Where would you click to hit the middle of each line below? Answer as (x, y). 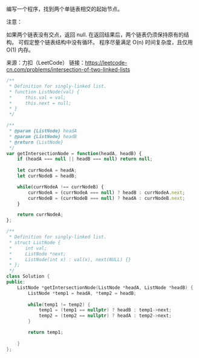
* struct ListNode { (35, 242)
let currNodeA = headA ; (47, 171)
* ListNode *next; (38, 254)
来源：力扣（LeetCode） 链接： (46, 63)
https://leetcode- (106, 63)
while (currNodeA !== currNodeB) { (60, 187)
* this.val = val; (38, 98)
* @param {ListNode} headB (43, 136)
